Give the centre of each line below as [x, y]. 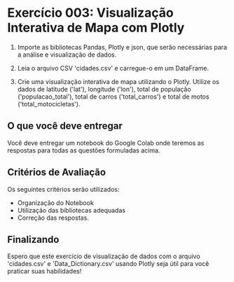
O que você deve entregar [65, 126]
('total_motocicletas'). [49, 104]
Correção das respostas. [53, 218]
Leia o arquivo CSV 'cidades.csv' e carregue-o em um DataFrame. [113, 68]
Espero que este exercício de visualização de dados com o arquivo [104, 256]
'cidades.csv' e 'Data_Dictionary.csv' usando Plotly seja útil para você [108, 264]
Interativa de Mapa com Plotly [96, 28]
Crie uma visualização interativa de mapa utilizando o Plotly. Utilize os [118, 81]
